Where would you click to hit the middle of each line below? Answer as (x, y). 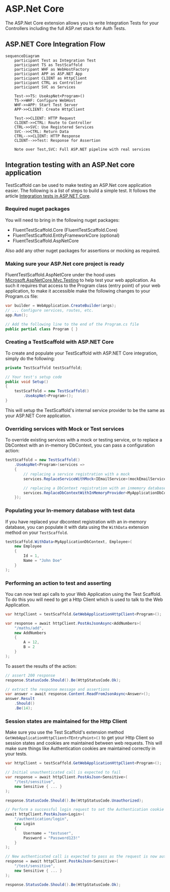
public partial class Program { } (42, 329)
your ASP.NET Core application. (38, 416)
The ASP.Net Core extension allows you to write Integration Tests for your (82, 23)
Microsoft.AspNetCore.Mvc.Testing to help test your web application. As (80, 280)
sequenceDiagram (22, 56)
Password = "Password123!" (52, 838)
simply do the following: (30, 358)
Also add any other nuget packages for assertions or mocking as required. (83, 250)
